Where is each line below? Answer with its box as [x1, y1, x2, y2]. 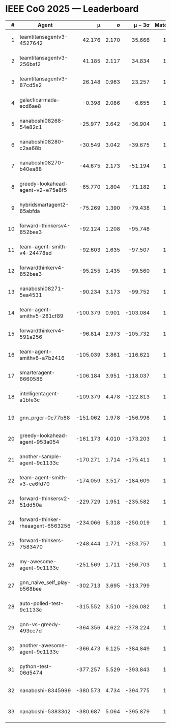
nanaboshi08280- [19, 138, 65, 145]
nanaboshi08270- [19, 159, 65, 166]
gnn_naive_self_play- [19, 578, 71, 586]
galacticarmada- [19, 96, 60, 103]
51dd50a [19, 501, 42, 508]
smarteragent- [19, 369, 55, 376]
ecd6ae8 [19, 102, 42, 109]
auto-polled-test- [19, 600, 64, 607]
